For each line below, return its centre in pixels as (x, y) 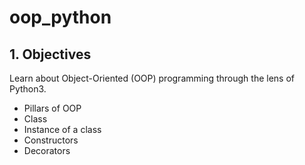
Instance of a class (62, 129)
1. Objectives (50, 54)
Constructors (51, 140)
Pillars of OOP (52, 108)
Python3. (28, 89)
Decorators (47, 150)
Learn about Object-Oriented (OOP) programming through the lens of (152, 78)
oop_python (60, 17)
